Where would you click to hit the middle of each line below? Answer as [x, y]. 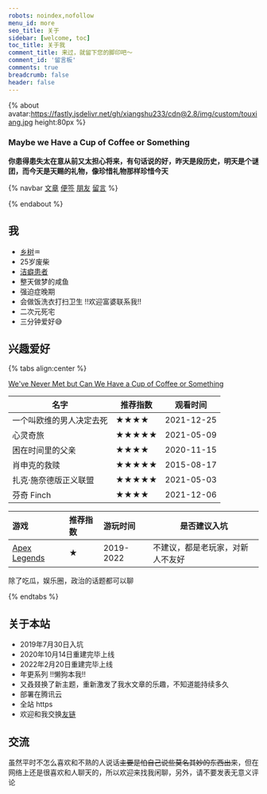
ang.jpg [21, 122]
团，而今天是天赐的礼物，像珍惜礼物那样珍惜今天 [88, 171]
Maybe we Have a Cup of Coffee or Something [99, 143]
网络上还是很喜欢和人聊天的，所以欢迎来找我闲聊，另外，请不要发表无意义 [130, 772]
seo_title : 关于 [34, 30]
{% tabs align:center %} [48, 368]
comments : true [33, 68]
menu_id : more [32, 23]
